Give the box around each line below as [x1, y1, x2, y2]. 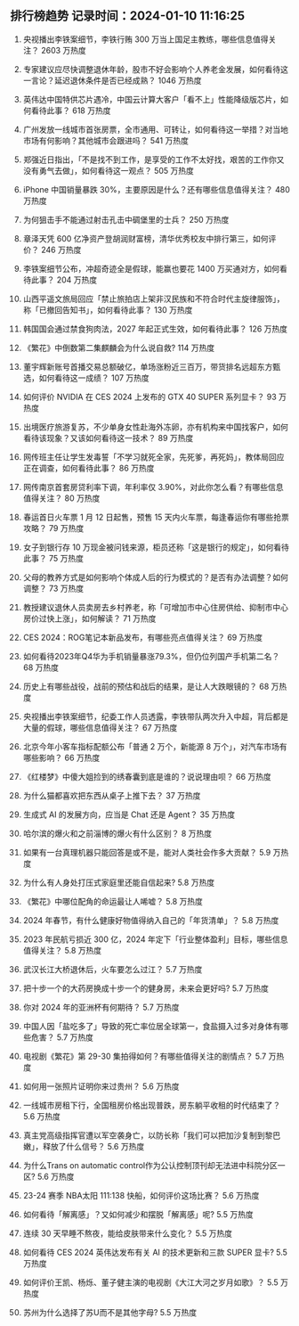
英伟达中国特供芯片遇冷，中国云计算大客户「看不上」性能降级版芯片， [22, 94, 281, 104]
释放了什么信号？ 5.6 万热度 [42, 1141, 145, 1151]
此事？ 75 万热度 [22, 552, 84, 563]
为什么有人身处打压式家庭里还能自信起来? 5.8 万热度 [22, 877, 215, 888]
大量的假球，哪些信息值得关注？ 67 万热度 [22, 722, 178, 733]
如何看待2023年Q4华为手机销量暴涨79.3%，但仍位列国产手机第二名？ [22, 651, 280, 661]
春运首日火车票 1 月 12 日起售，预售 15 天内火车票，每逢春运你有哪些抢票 [22, 512, 290, 522]
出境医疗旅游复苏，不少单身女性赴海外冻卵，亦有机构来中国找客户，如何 [22, 422, 288, 432]
